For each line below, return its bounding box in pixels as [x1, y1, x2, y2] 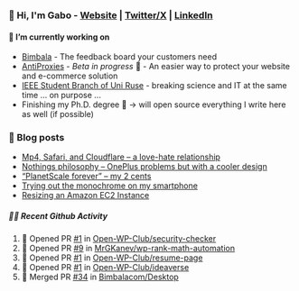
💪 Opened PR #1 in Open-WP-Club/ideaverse [21, 262, 190, 273]
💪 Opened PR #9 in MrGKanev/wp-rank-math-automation [21, 243, 236, 254]
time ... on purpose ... [21, 90, 101, 101]
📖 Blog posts [8, 132, 65, 144]
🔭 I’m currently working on [8, 32, 110, 42]
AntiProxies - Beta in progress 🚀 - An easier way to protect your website [21, 61, 291, 72]
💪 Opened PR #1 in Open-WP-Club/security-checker [21, 233, 217, 244]
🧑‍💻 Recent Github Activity [8, 211, 108, 222]
